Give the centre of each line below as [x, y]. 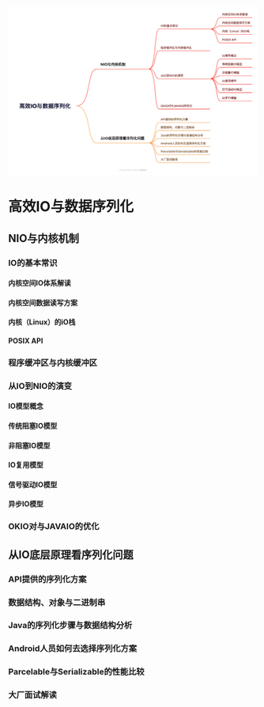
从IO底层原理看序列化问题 [71, 555]
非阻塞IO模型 [29, 445]
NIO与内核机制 [44, 238]
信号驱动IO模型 [33, 484]
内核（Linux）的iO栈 [42, 322]
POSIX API [26, 340]
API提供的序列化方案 [47, 579]
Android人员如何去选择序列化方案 [73, 648]
